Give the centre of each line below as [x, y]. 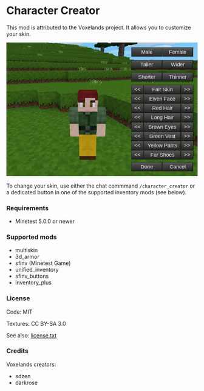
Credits [17, 351]
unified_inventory [37, 270]
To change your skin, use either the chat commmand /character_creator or [101, 186]
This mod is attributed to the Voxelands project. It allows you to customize [99, 27]
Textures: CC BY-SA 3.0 [36, 323]
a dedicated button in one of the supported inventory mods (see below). [97, 192]
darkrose [26, 382]
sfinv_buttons [32, 276]
